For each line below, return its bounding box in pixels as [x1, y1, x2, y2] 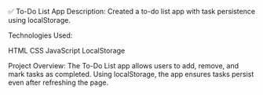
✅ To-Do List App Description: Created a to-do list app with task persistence [8, 7, 256, 16]
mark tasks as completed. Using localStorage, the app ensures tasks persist [8, 70, 254, 79]
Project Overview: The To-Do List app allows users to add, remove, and [8, 61, 239, 70]
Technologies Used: [8, 31, 73, 40]
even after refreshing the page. [8, 78, 108, 87]
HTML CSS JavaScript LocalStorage [8, 46, 126, 55]
